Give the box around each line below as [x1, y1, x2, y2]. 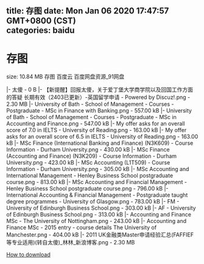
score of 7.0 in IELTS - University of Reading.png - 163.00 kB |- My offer [6, 127, 187, 134]
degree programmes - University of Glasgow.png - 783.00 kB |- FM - [6, 198, 180, 205]
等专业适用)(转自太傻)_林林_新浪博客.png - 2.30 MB [6, 239, 135, 246]
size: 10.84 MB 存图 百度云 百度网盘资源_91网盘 [6, 73, 125, 81]
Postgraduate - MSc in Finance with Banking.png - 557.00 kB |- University [6, 107, 192, 114]
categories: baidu [6, 25, 75, 35]
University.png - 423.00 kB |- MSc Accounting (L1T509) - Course [6, 159, 171, 166]
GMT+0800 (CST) [6, 16, 76, 26]
